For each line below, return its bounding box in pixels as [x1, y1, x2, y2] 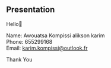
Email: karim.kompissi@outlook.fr [6, 44, 88, 51]
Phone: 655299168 [6, 38, 53, 45]
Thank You [6, 56, 33, 63]
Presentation [6, 5, 55, 15]
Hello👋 [6, 20, 23, 27]
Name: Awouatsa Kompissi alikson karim [6, 32, 105, 39]
